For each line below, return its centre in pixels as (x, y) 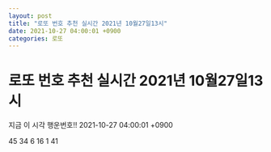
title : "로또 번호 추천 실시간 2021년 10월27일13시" (88, 23)
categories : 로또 (36, 38)
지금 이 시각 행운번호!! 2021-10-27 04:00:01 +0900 (91, 125)
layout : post (30, 16)
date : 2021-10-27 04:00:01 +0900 (65, 31)
